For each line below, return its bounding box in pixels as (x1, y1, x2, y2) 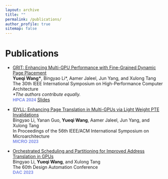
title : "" (5, 12, 26, 17)
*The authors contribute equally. (12, 91, 81, 97)
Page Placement (12, 70, 47, 76)
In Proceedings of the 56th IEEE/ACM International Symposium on (12, 128, 149, 134)
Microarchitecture (12, 133, 50, 139)
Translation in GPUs (12, 153, 54, 159)
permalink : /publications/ (5, 17, 62, 22)
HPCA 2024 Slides (12, 97, 50, 103)
